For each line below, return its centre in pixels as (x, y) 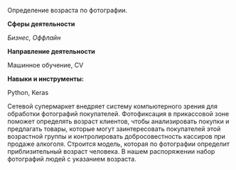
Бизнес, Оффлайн (34, 38)
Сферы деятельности (41, 24)
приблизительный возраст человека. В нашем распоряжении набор (111, 151)
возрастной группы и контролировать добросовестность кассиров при (116, 136)
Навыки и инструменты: (45, 79)
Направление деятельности (51, 51)
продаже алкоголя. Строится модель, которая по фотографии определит (118, 144)
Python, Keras (28, 92)
